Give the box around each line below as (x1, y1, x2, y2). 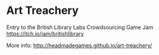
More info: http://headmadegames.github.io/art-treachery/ (6, 42, 152, 49)
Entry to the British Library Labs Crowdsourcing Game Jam (6, 24, 154, 31)
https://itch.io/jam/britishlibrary (6, 30, 84, 37)
